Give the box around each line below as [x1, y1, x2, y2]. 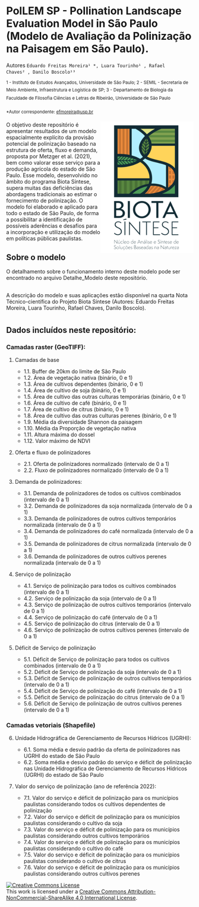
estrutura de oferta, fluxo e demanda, [6, 147, 98, 154]
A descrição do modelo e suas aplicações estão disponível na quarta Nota [6, 291, 188, 298]
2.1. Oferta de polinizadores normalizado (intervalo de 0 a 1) [23, 461, 170, 468]
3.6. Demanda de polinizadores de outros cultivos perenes [23, 553, 167, 560]
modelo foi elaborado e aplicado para [6, 203, 98, 210]
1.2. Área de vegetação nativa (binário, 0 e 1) [23, 374, 133, 382]
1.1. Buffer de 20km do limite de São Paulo [23, 368, 127, 375]
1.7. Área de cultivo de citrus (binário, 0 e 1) [23, 406, 129, 413]
